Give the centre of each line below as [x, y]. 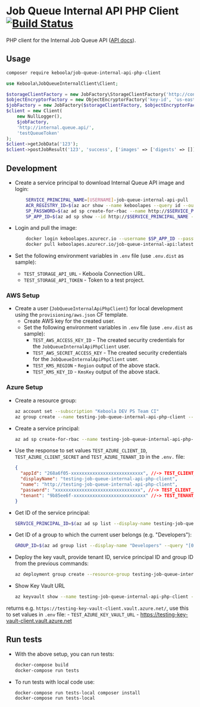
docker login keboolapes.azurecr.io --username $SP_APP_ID [101, 239]
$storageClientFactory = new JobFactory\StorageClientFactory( [86, 94]
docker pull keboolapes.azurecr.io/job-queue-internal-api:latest [110, 245]
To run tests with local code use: [55, 682]
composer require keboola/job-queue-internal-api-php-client [84, 73]
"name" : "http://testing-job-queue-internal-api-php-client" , [99, 484]
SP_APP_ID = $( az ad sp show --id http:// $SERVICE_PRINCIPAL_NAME [107, 217]
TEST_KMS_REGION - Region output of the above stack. [96, 366]
